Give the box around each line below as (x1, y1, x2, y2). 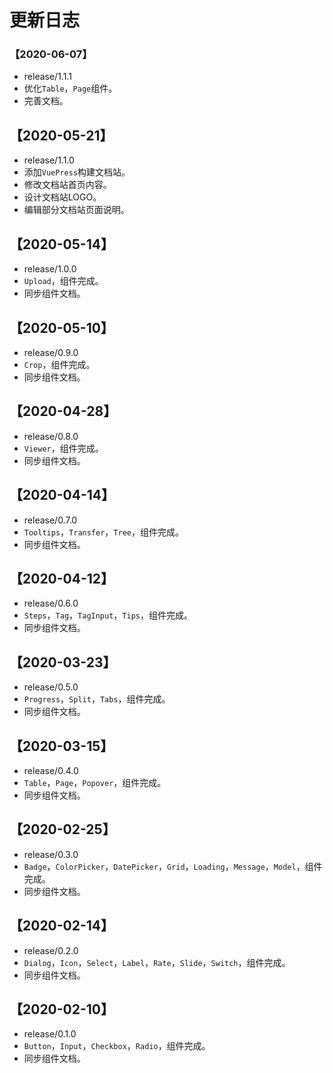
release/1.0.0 (23, 263, 77, 275)
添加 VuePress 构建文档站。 (23, 166, 131, 178)
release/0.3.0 (23, 848, 79, 860)
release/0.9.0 (23, 346, 79, 358)
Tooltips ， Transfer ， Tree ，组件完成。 (23, 526, 184, 538)
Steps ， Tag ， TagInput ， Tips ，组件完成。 (23, 609, 193, 621)
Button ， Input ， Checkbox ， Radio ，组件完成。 (23, 1040, 211, 1052)
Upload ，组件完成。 (23, 275, 104, 287)
